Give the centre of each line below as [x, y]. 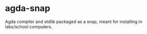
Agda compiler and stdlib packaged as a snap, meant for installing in [74, 22]
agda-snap [28, 8]
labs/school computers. [29, 26]
